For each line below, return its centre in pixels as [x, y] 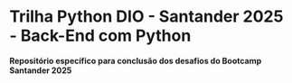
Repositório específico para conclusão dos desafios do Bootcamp [136, 60]
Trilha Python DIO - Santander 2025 [146, 17]
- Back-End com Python [100, 36]
